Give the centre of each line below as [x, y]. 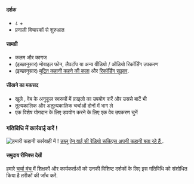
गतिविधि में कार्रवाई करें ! [32, 128]
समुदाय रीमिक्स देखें [24, 155]
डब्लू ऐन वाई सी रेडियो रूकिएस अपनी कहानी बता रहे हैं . [112, 141]
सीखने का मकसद [22, 85]
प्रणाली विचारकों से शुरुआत [39, 30]
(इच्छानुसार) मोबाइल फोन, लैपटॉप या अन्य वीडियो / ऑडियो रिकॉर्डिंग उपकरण [87, 65]
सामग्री [12, 44]
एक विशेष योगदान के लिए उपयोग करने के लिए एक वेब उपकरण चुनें [76, 112]
